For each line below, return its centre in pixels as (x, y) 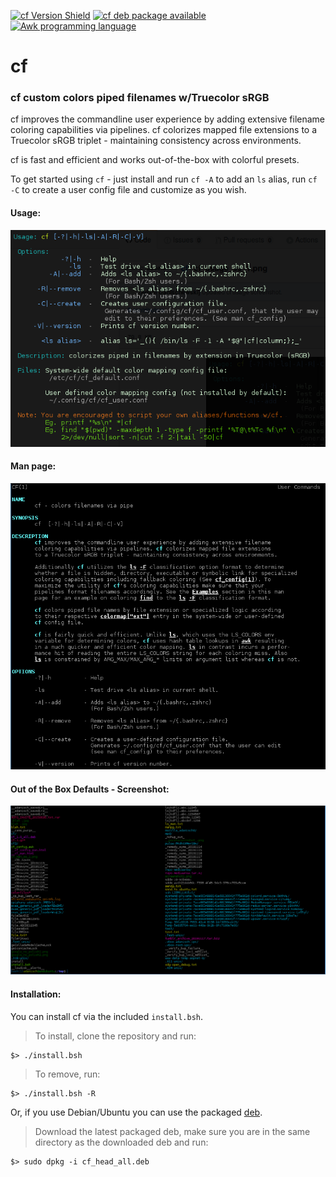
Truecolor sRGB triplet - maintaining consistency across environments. (156, 141)
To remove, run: (67, 1074)
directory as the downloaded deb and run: (121, 1142)
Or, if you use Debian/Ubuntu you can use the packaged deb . (136, 1112)
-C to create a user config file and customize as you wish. (128, 190)
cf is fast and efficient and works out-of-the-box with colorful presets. (155, 160)
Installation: (36, 994)
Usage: (26, 213)
